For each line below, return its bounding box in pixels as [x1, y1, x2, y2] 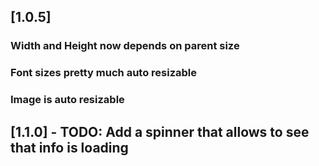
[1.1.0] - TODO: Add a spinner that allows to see [10, 123, 310, 140]
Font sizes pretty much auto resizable [10, 66, 198, 80]
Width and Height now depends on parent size [10, 39, 240, 53]
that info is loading [10, 139, 129, 156]
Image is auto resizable [10, 93, 125, 107]
